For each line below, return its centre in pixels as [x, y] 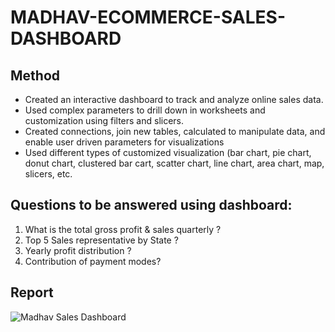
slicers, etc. [48, 174]
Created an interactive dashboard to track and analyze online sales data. [174, 99]
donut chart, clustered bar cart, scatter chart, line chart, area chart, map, [174, 163]
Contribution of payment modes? [93, 261]
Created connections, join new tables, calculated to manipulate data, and [175, 131]
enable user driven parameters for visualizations [124, 142]
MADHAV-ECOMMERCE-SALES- [148, 17]
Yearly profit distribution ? [78, 250]
